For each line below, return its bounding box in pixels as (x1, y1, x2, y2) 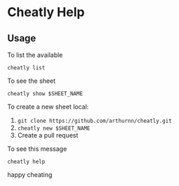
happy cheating (7, 171, 53, 179)
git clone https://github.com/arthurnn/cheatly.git (17, 117, 172, 124)
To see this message (7, 145, 67, 153)
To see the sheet (7, 77, 56, 85)
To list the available (7, 51, 63, 59)
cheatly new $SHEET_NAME (17, 125, 91, 132)
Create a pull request (17, 131, 79, 139)
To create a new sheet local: (7, 102, 89, 111)
